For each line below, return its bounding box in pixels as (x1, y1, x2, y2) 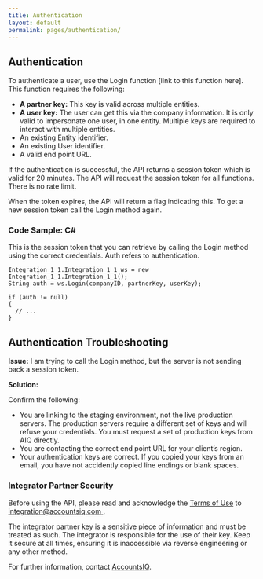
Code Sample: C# (8, 225, 76, 236)
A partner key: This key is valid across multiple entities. (19, 100, 200, 109)
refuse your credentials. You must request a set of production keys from (19, 427, 253, 437)
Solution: (8, 380, 39, 390)
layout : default (8, 19, 61, 27)
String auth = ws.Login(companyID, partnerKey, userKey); (8, 280, 202, 288)
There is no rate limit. (8, 181, 77, 191)
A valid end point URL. (19, 150, 92, 159)
